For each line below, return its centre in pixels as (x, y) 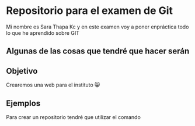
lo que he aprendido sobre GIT (43, 33)
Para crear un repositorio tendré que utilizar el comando (74, 117)
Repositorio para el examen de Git (90, 11)
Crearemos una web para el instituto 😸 (53, 85)
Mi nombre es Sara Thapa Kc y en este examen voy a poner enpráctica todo (97, 27)
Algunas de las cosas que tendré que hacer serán (98, 51)
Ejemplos (23, 103)
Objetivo (22, 71)
